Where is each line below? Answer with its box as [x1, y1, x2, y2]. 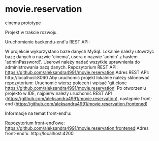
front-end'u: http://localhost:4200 [5, 130, 74, 136]
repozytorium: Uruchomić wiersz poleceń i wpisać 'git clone [5, 80, 127, 86]
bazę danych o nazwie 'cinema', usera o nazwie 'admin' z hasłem [5, 53, 138, 60]
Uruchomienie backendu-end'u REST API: [5, 38, 90, 45]
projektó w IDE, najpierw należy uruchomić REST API [5, 90, 112, 96]
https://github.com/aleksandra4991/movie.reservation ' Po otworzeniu [5, 85, 146, 91]
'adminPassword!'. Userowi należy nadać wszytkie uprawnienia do [5, 59, 140, 65]
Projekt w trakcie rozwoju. [5, 29, 58, 35]
